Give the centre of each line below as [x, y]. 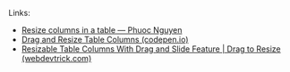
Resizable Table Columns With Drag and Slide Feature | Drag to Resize [151, 49]
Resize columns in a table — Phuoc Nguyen [102, 30]
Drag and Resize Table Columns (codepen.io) [105, 40]
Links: [19, 13]
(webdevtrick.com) [56, 58]
